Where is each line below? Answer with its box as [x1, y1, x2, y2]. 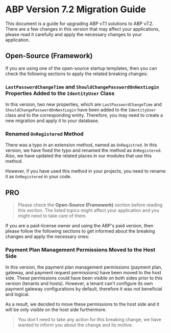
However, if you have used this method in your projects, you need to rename [5, 168, 166, 174]
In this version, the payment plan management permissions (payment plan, [5, 264, 162, 270]
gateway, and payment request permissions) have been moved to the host [5, 270, 162, 276]
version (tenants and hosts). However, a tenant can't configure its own [5, 280, 153, 287]
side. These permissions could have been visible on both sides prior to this [5, 275, 163, 281]
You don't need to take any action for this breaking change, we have [17, 317, 162, 323]
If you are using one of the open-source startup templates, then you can [5, 65, 157, 71]
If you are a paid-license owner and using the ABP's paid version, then [5, 223, 154, 229]
